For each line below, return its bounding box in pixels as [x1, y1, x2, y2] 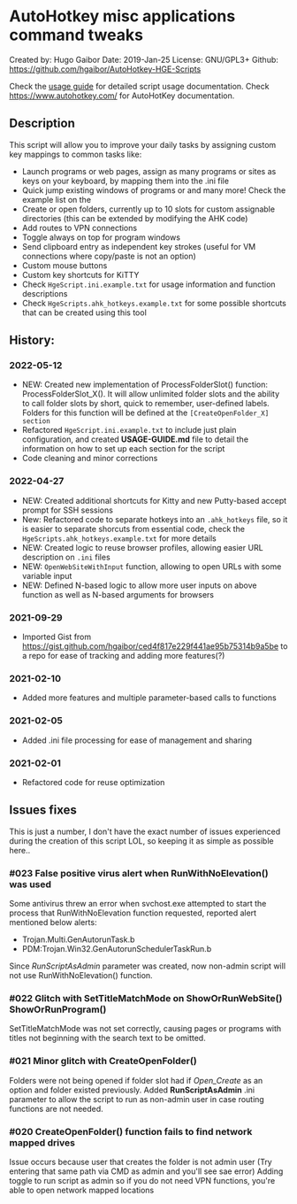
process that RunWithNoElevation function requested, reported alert [9, 907, 257, 918]
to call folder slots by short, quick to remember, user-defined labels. [21, 398, 270, 409]
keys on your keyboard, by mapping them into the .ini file [21, 175, 230, 186]
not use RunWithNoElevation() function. [9, 970, 153, 981]
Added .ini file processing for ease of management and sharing [21, 735, 253, 745]
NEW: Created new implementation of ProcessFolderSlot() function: [21, 379, 268, 390]
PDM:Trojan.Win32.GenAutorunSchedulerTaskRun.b [21, 944, 212, 954]
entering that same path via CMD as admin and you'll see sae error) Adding [9, 1166, 284, 1177]
